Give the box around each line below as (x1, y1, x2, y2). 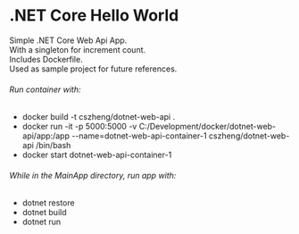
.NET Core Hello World (9, 5, 179, 26)
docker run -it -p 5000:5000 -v (21, 121, 137, 132)
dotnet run (21, 216, 62, 228)
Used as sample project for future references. (9, 63, 178, 74)
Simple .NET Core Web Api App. (9, 35, 128, 46)
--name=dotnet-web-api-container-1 (71, 130, 207, 141)
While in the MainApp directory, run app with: (9, 170, 177, 180)
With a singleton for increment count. (9, 44, 146, 54)
